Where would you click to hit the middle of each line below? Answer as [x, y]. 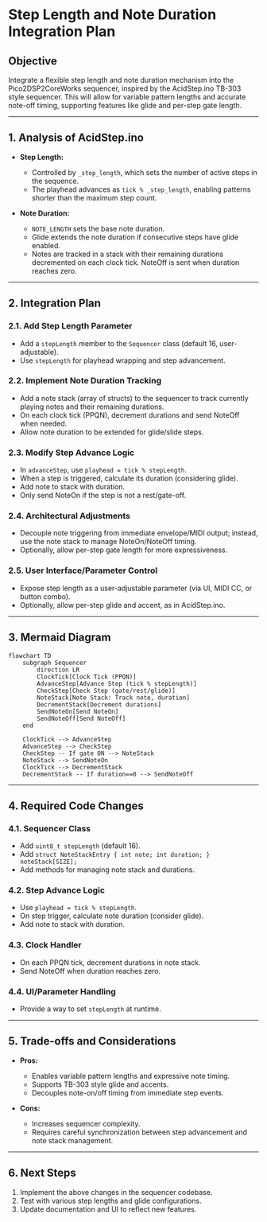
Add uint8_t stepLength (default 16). [80, 846]
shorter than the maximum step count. [94, 197]
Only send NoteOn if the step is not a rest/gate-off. [103, 496]
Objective [33, 61]
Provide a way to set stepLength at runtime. [90, 1009]
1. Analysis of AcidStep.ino [76, 138]
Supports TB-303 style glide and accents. [100, 1084]
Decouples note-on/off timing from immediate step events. [128, 1092]
